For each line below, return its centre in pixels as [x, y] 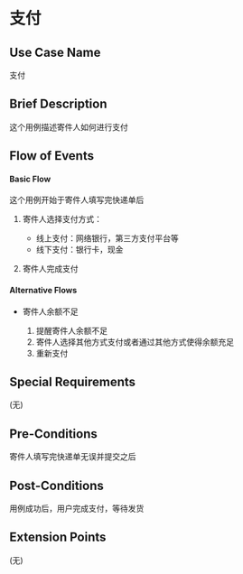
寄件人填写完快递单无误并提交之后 [73, 457]
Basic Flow [30, 179]
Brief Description [58, 104]
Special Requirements [73, 382]
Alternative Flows [43, 290]
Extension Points [58, 537]
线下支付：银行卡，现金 [79, 250]
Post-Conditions [56, 485]
